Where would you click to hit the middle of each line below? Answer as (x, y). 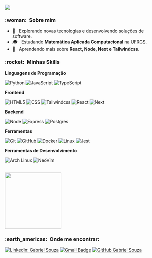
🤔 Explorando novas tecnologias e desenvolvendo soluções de (78, 31)
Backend (14, 112)
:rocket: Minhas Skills (32, 62)
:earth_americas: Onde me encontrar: (52, 239)
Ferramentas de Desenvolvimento (41, 150)
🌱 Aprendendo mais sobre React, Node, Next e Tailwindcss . (76, 49)
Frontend (15, 92)
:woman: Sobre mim (31, 20)
